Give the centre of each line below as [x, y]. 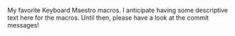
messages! [23, 25]
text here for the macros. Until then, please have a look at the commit [108, 18]
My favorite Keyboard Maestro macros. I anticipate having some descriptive [118, 10]
